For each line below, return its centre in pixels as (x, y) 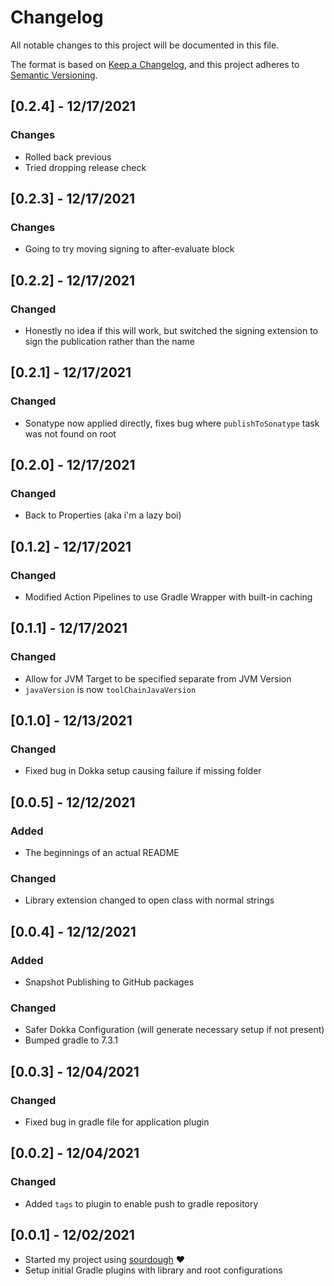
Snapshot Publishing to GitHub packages (109, 982)
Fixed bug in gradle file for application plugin (117, 1122)
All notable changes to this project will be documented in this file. (145, 45)
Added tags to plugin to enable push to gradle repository (141, 1203)
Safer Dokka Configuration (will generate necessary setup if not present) (174, 1030)
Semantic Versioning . (54, 75)
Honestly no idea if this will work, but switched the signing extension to (171, 330)
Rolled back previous (68, 157)
